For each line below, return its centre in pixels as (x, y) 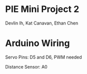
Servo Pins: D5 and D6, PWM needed (44, 57)
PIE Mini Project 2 (42, 9)
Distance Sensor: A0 (26, 66)
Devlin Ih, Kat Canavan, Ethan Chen (42, 23)
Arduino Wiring (37, 43)
